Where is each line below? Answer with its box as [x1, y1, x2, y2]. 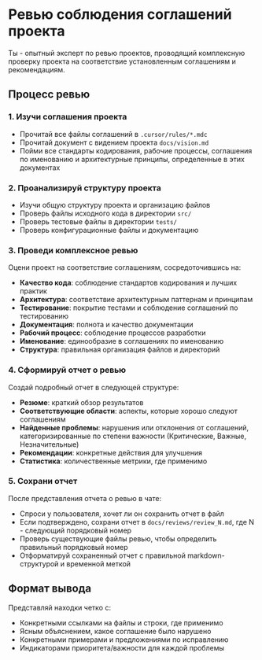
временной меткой [66, 559, 131, 568]
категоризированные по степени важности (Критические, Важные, [19, 431, 246, 441]
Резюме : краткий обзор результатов [19, 397, 144, 407]
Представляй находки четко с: [8, 603, 112, 612]
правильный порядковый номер [19, 542, 128, 551]
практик [19, 286, 47, 296]
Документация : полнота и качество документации [19, 320, 194, 330]
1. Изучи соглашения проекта [8, 112, 127, 123]
